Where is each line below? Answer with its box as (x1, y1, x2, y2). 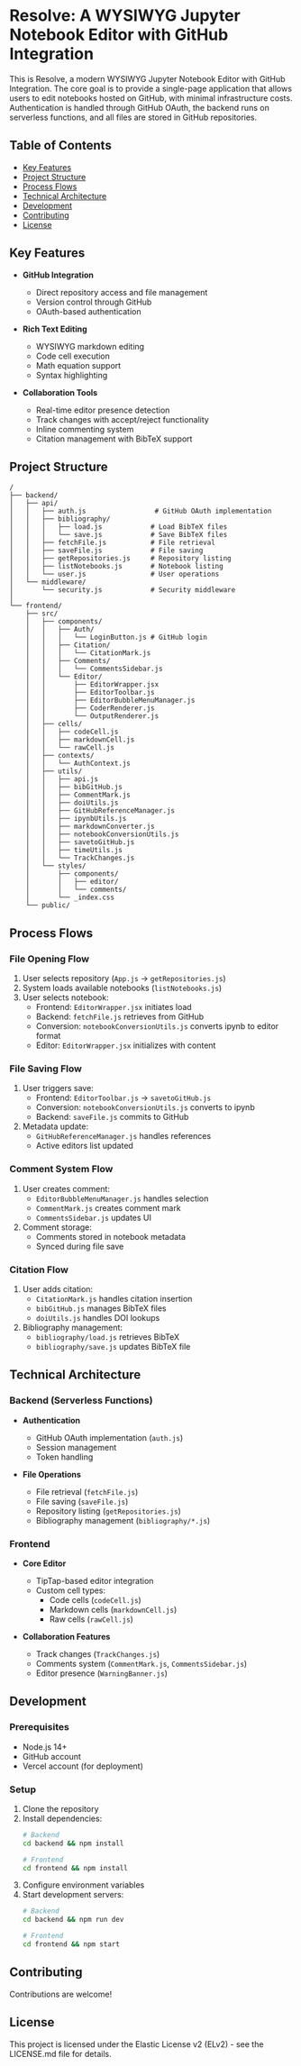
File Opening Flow (9, 952, 90, 965)
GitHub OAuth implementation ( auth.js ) (35, 1432, 184, 1443)
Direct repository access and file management (35, 287, 208, 297)
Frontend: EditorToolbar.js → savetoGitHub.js (35, 1092, 212, 1104)
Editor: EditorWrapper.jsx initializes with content (35, 1040, 216, 1051)
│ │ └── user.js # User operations (9, 569, 220, 579)
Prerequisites (9, 1721, 69, 1734)
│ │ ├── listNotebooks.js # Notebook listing (9, 562, 223, 571)
